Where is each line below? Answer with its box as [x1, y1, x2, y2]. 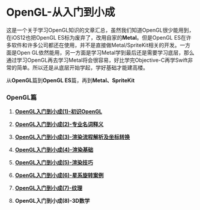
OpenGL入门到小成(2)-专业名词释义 [14, 121, 104, 128]
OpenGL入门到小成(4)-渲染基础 [14, 146, 94, 154]
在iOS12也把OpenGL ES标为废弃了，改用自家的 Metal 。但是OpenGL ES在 [6, 34, 186, 41]
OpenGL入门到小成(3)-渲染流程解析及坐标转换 [14, 133, 130, 141]
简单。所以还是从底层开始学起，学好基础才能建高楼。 [16, 64, 148, 71]
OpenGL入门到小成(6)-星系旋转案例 [14, 172, 104, 179]
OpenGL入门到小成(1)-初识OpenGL [14, 108, 103, 115]
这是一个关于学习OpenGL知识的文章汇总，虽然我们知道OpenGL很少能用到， [6, 26, 195, 34]
